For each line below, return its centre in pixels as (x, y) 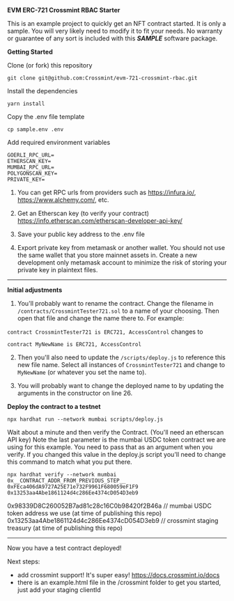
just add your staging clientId (59, 590)
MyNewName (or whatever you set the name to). (82, 372)
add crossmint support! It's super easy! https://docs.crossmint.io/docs (118, 575)
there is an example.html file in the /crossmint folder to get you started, (119, 582)
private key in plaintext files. (57, 270)
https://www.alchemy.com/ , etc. (63, 200)
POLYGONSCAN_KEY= (32, 173)
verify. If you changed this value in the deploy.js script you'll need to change (117, 454)
